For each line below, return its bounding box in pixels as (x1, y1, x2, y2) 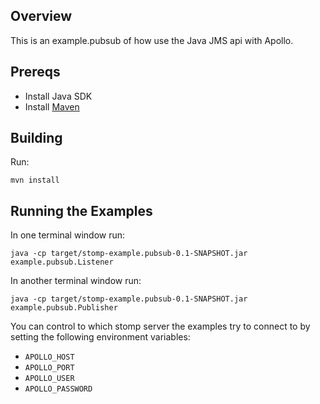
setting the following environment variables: (10, 331, 191, 343)
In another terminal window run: (10, 275, 142, 287)
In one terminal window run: (10, 229, 126, 241)
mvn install (10, 175, 60, 186)
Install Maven (24, 100, 80, 113)
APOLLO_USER (24, 374, 75, 384)
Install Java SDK (24, 90, 93, 102)
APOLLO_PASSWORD (24, 384, 93, 394)
